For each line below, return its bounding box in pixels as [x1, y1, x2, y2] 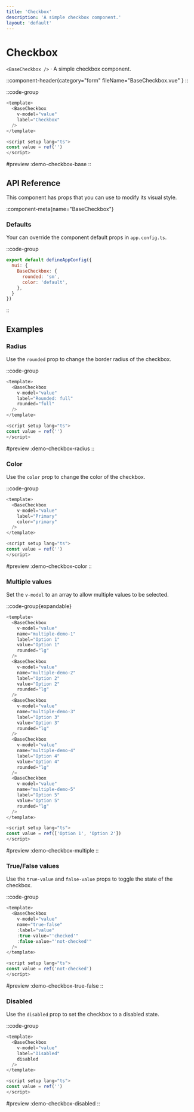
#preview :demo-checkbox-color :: [6, 563, 92, 570]
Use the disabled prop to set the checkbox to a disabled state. [6, 1011, 159, 1018]
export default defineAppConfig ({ [6, 257, 93, 263]
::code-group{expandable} [6, 603, 72, 610]
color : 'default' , [21, 279, 68, 285]
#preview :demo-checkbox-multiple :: [6, 847, 99, 854]
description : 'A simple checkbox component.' [6, 14, 121, 20]
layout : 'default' [6, 20, 52, 26]
